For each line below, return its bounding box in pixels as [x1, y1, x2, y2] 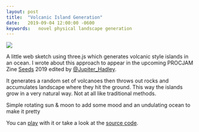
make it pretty [6, 108, 41, 115]
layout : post [6, 8, 39, 15]
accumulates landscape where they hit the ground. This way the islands [6, 84, 183, 91]
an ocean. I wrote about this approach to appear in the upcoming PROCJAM [6, 59, 194, 66]
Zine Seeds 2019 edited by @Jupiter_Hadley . [6, 66, 117, 73]
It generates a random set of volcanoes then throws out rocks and [6, 77, 169, 84]
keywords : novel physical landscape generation [6, 25, 133, 32]
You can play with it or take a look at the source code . [6, 119, 139, 127]
